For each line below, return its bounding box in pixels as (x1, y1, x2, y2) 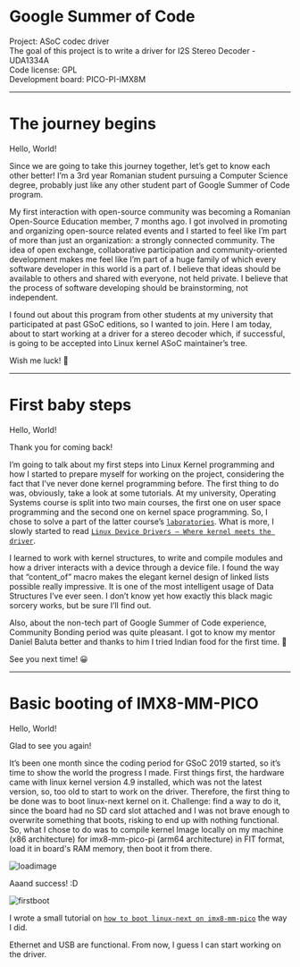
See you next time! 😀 (9, 653, 88, 664)
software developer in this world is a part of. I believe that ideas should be (9, 263, 281, 274)
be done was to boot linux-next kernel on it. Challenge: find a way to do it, (9, 795, 281, 806)
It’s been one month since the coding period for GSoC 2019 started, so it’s (9, 758, 281, 768)
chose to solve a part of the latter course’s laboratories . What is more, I (9, 516, 275, 527)
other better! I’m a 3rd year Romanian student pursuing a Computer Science (9, 170, 288, 181)
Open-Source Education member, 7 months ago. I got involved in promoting (9, 216, 287, 226)
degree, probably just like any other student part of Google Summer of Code (9, 179, 290, 190)
